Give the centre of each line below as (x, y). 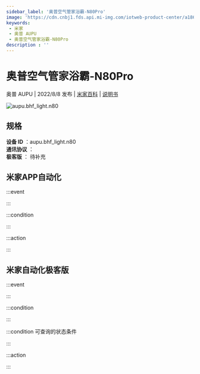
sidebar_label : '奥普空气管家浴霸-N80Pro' (56, 12)
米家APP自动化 (34, 177)
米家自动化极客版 (37, 270)
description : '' (28, 45)
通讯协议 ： (20, 149)
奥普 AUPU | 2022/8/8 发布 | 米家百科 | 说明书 (62, 94)
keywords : (18, 23)
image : (14, 17)
